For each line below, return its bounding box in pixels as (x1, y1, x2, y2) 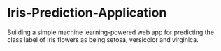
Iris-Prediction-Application (7, 5, 167, 21)
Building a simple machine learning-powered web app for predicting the (7, 28, 215, 36)
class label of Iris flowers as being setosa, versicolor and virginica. (7, 35, 199, 43)
